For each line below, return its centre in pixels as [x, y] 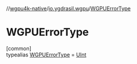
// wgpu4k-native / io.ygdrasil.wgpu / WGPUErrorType [68, 9]
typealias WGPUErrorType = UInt [46, 55]
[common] [19, 48]
